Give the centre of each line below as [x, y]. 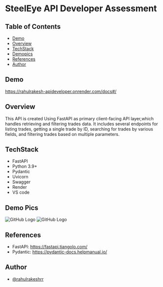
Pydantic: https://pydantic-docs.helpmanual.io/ [60, 252]
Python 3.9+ [25, 166]
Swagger [21, 182]
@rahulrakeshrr [28, 279]
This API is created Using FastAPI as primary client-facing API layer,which [80, 118]
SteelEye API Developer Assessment [81, 9]
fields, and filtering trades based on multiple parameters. [62, 134]
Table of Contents [33, 27]
